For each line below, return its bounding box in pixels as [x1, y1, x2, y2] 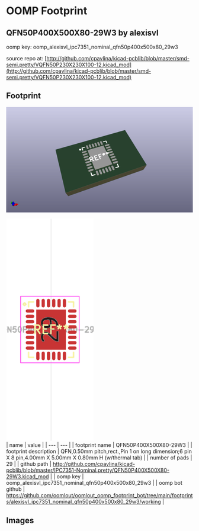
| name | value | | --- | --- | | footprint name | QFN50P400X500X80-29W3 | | [6, 442, 192, 449]
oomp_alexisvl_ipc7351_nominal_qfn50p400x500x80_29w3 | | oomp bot [6, 479, 182, 487]
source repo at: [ [6, 55, 47, 62]
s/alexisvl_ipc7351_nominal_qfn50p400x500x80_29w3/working [6, 498, 161, 506]
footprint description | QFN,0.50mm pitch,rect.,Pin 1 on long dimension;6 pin [6, 448, 192, 455]
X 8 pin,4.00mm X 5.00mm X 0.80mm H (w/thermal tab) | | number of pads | [6, 454, 192, 461]
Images [6, 515, 34, 525]
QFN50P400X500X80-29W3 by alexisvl [6, 28, 159, 38]
